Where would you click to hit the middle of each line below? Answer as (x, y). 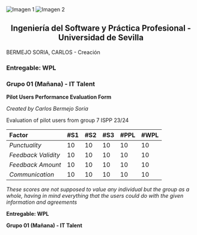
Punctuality (26, 145)
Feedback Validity (35, 155)
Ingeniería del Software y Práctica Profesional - (101, 29)
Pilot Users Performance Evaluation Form (59, 97)
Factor (19, 135)
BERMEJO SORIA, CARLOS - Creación (53, 52)
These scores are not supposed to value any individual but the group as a (98, 189)
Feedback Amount (35, 165)
